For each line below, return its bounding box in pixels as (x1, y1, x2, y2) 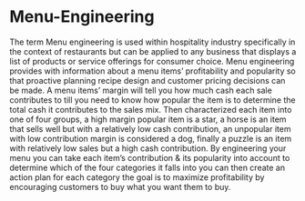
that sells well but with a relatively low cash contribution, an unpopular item (9, 123, 291, 134)
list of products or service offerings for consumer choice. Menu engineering (9, 55, 295, 66)
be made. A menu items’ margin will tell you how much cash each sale (9, 85, 273, 95)
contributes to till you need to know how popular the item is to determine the (9, 94, 296, 106)
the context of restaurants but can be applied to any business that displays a (9, 45, 297, 56)
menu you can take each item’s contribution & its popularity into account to (9, 152, 290, 163)
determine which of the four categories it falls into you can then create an (9, 162, 285, 173)
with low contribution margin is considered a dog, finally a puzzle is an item (9, 133, 292, 144)
